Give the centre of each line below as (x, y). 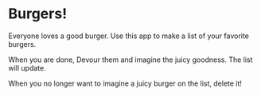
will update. (27, 67)
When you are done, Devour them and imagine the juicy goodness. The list (130, 60)
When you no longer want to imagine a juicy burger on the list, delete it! (125, 83)
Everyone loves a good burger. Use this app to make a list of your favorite (129, 36)
